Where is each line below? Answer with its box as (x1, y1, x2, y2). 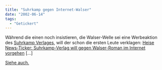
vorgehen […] (5, 50, 33, 56)
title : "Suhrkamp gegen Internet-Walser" (5, 7, 92, 12)
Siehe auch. (5, 60, 30, 66)
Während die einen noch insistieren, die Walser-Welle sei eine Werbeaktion (5, 35, 158, 40)
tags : (5, 16, 16, 21)
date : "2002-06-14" (5, 12, 45, 17)
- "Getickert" (9, 21, 39, 26)
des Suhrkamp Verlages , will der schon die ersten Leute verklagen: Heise (5, 40, 155, 46)
